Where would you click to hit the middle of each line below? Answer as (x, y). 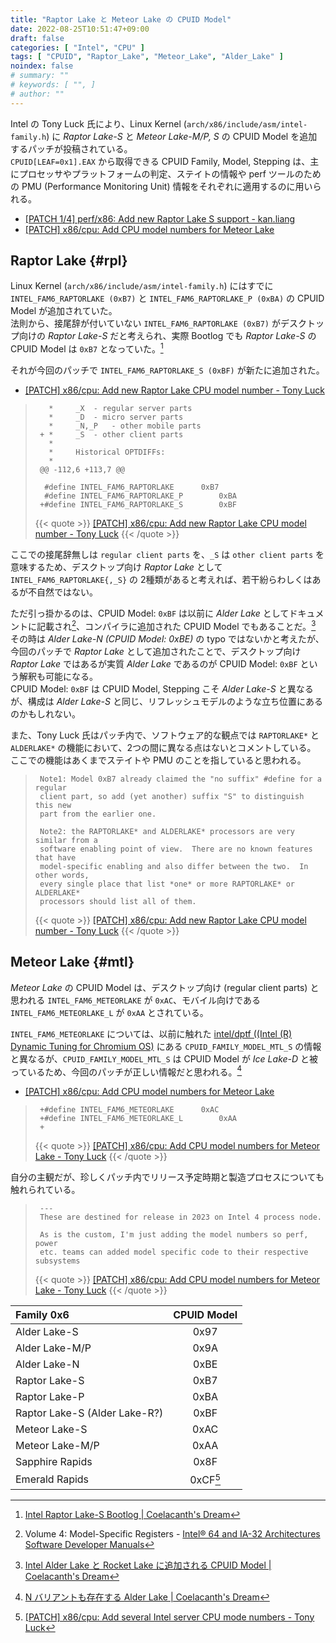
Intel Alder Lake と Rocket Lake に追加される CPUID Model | (148, 1565)
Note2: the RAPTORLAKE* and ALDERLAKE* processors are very (167, 831)
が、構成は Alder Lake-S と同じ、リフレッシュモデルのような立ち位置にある (166, 701)
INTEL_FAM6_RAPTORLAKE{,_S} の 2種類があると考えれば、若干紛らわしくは (161, 580)
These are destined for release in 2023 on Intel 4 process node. (180, 1217)
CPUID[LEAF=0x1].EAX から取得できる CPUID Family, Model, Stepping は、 (160, 161)
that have (55, 857)
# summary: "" (40, 76)
